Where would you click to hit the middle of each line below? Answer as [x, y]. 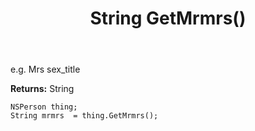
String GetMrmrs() [168, 18]
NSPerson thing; [44, 107]
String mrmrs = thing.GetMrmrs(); [84, 116]
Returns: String [42, 89]
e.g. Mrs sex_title [45, 69]
